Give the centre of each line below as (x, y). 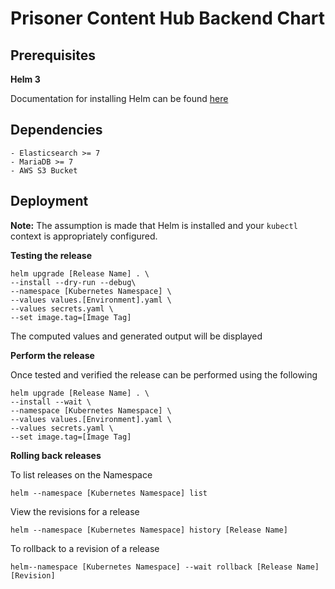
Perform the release (52, 355)
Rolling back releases (56, 455)
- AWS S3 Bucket (44, 170)
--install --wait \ (51, 402)
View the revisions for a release (75, 511)
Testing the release (51, 255)
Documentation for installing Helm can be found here (119, 98)
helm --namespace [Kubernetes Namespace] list (109, 493)
